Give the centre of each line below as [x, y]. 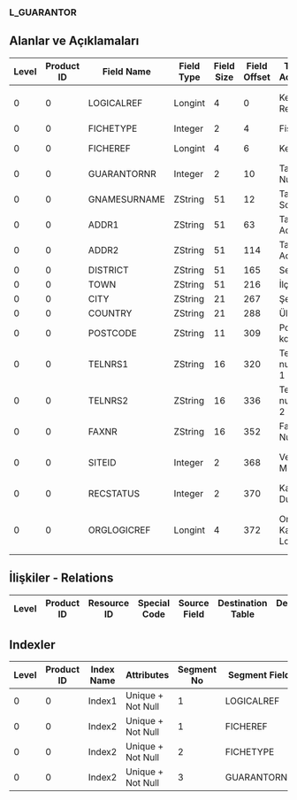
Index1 [103, 701]
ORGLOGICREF [119, 530]
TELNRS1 [108, 364]
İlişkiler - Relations [61, 578]
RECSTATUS [114, 493]
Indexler [32, 645]
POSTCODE [112, 333]
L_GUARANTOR [43, 12]
